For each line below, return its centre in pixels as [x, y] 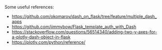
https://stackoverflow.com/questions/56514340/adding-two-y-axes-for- [84, 32]
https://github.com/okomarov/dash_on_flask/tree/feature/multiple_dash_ [84, 16]
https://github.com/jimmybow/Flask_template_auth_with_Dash [74, 27]
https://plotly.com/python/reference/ [49, 42]
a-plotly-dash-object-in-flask [41, 37]
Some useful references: [29, 7]
